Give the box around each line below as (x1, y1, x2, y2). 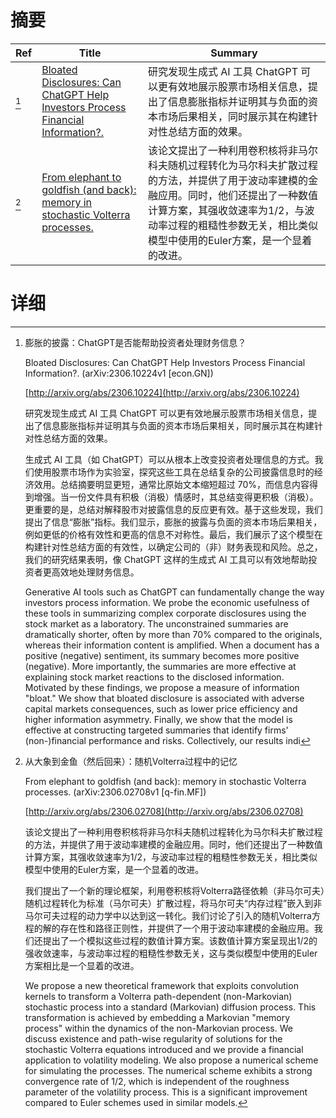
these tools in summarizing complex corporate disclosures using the (24, 607, 307, 619)
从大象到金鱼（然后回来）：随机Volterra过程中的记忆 (24, 755, 238, 767)
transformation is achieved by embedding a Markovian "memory (24, 1011, 291, 1023)
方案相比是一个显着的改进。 (24, 959, 140, 971)
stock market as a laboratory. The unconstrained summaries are (24, 617, 289, 630)
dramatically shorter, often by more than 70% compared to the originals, (24, 628, 323, 640)
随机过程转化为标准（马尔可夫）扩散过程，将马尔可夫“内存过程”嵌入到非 (24, 897, 323, 909)
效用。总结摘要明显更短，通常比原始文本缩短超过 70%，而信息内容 (33, 478, 310, 490)
